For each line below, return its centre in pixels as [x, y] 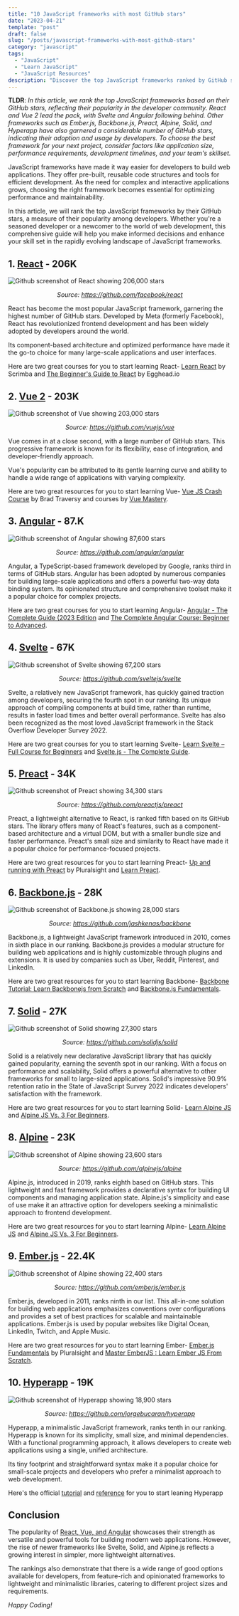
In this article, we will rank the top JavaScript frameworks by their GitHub [115, 211]
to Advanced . [28, 625]
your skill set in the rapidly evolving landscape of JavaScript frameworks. [115, 241]
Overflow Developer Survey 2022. [58, 730]
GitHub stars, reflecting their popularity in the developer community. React [117, 108]
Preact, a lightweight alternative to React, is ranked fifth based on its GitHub [119, 819]
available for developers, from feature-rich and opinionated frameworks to [117, 1576]
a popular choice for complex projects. [65, 596]
